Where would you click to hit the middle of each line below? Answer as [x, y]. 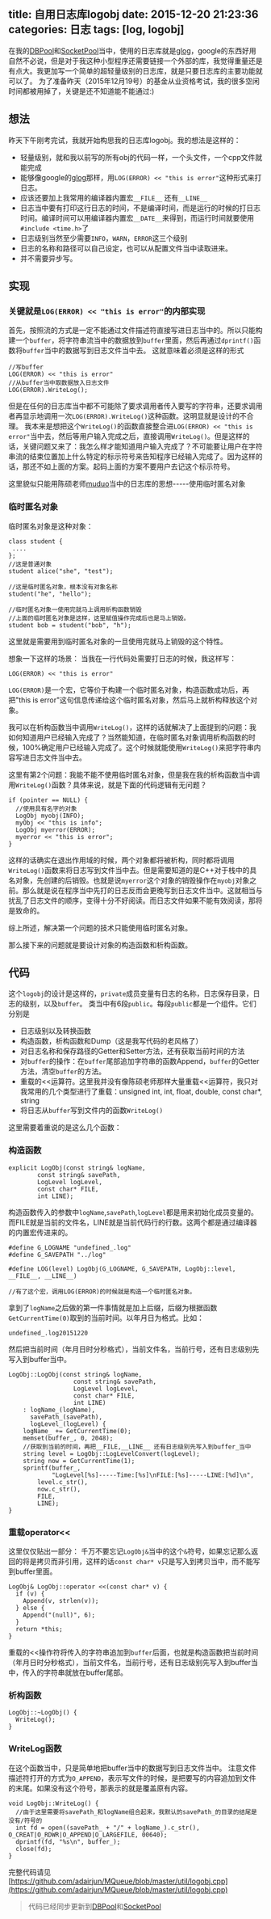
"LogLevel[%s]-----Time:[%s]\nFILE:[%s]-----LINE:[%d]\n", [152, 1475]
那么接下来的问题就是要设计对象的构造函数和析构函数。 [100, 945]
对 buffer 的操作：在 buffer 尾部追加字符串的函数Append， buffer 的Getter [140, 1061]
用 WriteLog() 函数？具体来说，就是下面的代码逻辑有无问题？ [108, 784]
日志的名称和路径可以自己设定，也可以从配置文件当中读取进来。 [126, 248]
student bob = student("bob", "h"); [70, 625]
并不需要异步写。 [48, 258]
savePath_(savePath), [66, 1417]
